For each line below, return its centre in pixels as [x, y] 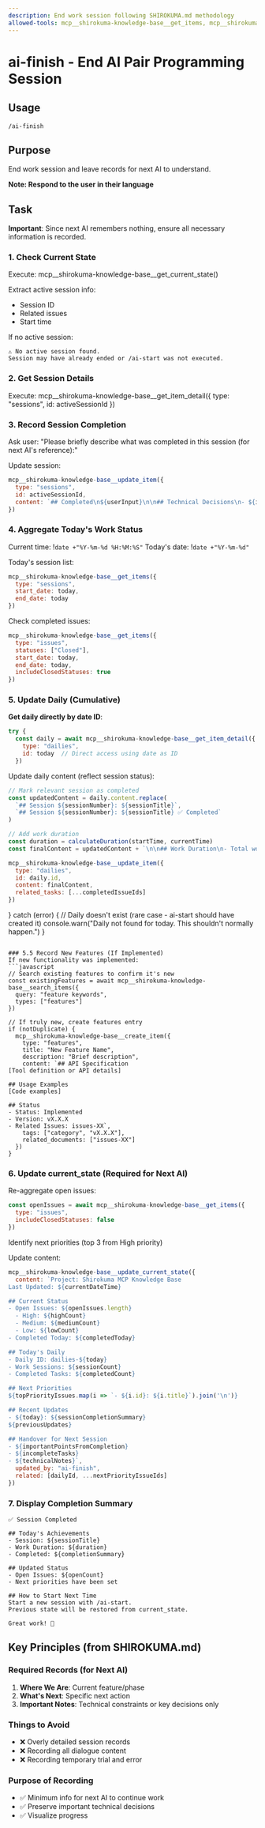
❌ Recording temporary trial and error [81, 1760]
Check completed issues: [49, 621]
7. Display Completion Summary [71, 1503]
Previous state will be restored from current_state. [99, 1610]
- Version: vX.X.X [38, 1119]
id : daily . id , [38, 878]
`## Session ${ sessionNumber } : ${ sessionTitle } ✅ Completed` [119, 812]
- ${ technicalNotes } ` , [45, 1461]
